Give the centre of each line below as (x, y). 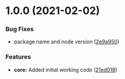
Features (18, 57)
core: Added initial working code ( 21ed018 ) (65, 70)
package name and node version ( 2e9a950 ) (67, 42)
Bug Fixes (20, 29)
